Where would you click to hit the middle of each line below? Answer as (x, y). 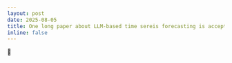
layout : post (26, 13)
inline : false (28, 33)
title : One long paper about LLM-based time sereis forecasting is (106, 26)
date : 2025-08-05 (32, 20)
